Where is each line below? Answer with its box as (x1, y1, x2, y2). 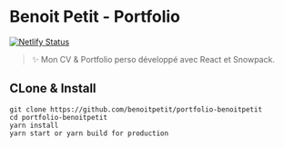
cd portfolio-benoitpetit (9, 113, 107, 122)
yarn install (9, 121, 59, 130)
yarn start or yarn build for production (9, 129, 169, 138)
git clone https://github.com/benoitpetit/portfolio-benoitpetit (9, 104, 262, 114)
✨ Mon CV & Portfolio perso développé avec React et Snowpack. (31, 54, 276, 64)
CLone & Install (9, 81, 97, 96)
